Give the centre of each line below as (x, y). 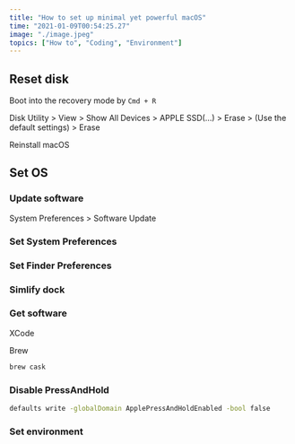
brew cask (28, 367)
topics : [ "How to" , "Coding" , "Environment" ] (95, 43)
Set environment (46, 431)
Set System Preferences (63, 241)
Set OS (29, 173)
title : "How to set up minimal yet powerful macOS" (108, 17)
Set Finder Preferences (61, 266)
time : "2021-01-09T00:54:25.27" (69, 26)
